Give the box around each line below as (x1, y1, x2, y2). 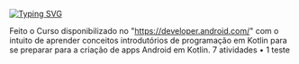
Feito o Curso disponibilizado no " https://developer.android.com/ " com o (9, 26, 279, 36)
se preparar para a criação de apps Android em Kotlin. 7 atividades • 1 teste (9, 44, 291, 55)
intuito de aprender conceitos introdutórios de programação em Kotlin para (9, 36, 288, 45)
